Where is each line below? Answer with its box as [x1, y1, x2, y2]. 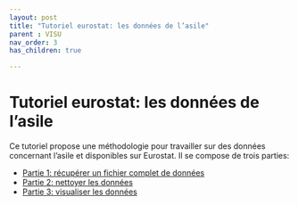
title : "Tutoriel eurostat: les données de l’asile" [9, 21, 210, 30]
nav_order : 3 [9, 37, 58, 47]
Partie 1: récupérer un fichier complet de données [21, 168, 205, 178]
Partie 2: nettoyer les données [21, 177, 134, 188]
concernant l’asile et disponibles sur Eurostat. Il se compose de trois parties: [9, 151, 290, 161]
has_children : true [9, 46, 82, 55]
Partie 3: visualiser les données [21, 186, 138, 197]
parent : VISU [9, 29, 62, 38]
